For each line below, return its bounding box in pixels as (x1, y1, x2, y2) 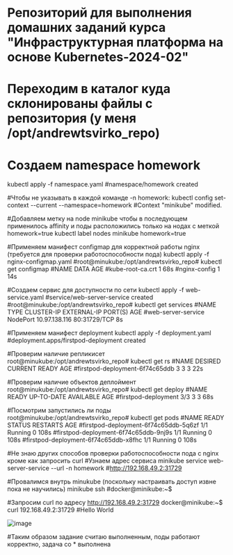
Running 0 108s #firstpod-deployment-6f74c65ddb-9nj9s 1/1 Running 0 (7, 428, 212, 437)
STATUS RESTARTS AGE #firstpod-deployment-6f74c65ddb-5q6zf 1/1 (7, 421, 209, 429)
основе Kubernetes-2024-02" (7, 49, 189, 65)
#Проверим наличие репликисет (7, 350, 106, 358)
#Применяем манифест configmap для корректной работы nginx (7, 243, 200, 251)
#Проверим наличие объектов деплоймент (7, 378, 136, 387)
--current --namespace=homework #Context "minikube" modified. (30, 201, 223, 209)
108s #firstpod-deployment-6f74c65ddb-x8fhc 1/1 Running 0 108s (7, 436, 197, 444)
